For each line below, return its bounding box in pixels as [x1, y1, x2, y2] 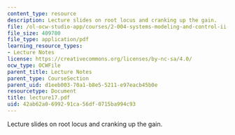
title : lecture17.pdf [7, 95, 71, 102]
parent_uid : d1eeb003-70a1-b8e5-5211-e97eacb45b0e [7, 81, 158, 88]
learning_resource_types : [7, 42, 83, 49]
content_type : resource [7, 10, 77, 17]
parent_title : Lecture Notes [7, 68, 92, 75]
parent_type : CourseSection [7, 74, 90, 82]
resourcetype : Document [7, 88, 77, 95]
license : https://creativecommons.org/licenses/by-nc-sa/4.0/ [7, 56, 192, 63]
